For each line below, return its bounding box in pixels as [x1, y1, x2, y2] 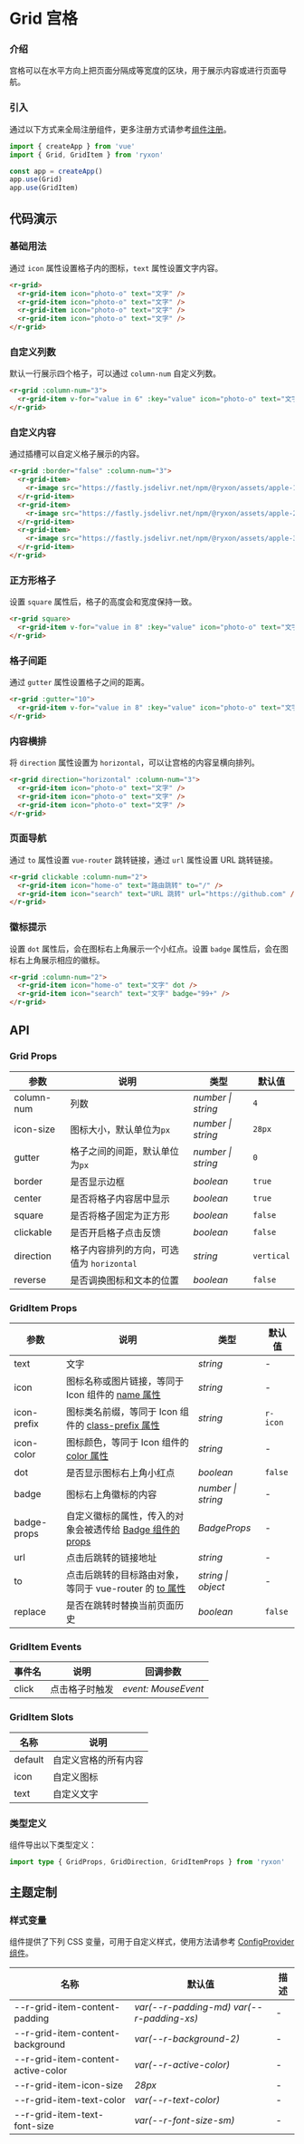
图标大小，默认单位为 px [70, 1123, 170, 1135]
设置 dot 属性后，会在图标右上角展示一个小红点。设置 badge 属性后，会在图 [9, 943, 290, 954]
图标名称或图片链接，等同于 [66, 1375, 185, 1387]
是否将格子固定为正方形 [70, 1209, 170, 1222]
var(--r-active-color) [134, 2059, 231, 2072]
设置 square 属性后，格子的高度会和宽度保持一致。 [9, 596, 197, 607]
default [14, 1753, 44, 1765]
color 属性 [66, 1450, 109, 1463]
